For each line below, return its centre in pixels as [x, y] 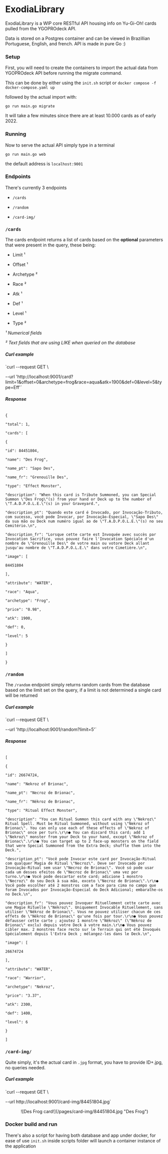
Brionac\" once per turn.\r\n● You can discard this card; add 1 [75, 832]
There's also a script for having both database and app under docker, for [80, 1135]
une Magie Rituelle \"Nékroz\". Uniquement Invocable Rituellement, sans [84, 908]
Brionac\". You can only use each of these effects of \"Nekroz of [77, 828]
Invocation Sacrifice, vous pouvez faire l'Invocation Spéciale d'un [80, 539]
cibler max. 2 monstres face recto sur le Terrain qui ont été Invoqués [83, 930]
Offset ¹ [20, 265]
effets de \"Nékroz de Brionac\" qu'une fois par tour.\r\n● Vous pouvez [84, 916]
